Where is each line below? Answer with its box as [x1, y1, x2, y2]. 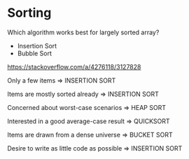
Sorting [7, 5, 52, 21]
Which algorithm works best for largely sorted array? [7, 28, 160, 36]
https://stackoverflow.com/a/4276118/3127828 [7, 62, 141, 71]
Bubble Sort [17, 49, 52, 57]
